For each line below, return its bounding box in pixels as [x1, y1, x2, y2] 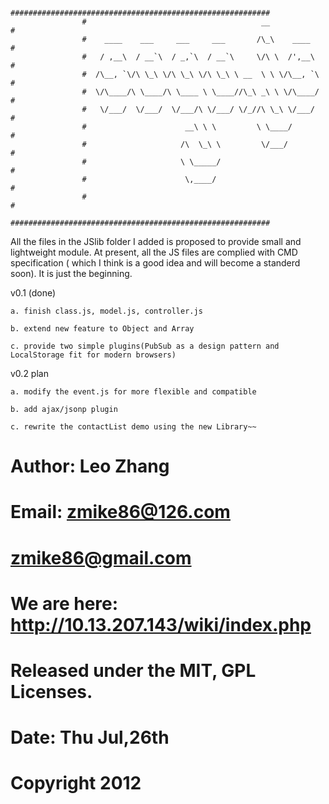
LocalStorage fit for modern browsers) [10, 350, 177, 360]
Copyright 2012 [10, 772, 142, 795]
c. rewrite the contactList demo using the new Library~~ [10, 422, 257, 432]
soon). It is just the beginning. [10, 268, 133, 279]
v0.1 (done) [10, 287, 57, 299]
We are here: [10, 592, 119, 615]
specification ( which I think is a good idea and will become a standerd [10, 257, 301, 269]
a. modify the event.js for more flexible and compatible [10, 387, 257, 397]
